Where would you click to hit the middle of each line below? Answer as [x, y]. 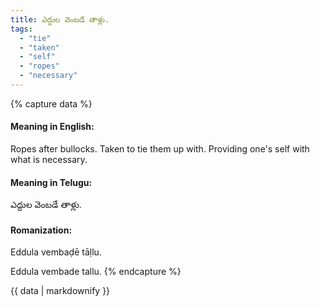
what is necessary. [49, 160]
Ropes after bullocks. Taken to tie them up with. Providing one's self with [160, 149]
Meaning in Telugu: [51, 182]
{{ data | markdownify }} [60, 291]
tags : [21, 29]
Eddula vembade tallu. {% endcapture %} [96, 272]
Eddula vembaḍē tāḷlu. [56, 252]
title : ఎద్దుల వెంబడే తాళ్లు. [60, 19]
